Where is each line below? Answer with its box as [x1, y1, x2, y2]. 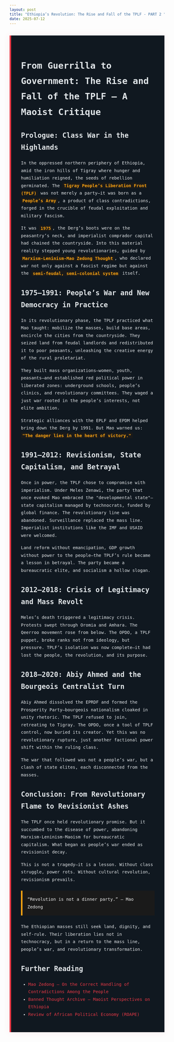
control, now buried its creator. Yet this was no [21, 730, 145, 735]
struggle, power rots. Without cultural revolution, [21, 869, 151, 875]
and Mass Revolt [21, 597, 84, 606]
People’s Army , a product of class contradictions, [22, 197, 151, 203]
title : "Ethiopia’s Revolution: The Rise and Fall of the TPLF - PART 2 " [9, 12, 166, 17]
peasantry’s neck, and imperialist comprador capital [21, 233, 153, 238]
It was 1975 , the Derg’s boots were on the [21, 225, 131, 231]
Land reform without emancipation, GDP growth [21, 545, 135, 551]
